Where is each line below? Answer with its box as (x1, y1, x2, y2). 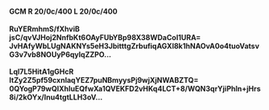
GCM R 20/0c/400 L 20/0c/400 (9, 6, 118, 16)
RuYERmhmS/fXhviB (9, 24, 80, 34)
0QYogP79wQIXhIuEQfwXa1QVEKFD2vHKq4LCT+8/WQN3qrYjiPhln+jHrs (9, 84, 261, 94)
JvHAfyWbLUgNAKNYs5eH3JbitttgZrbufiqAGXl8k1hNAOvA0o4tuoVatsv (9, 41, 260, 51)
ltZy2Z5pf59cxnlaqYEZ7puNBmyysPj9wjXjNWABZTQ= (9, 75, 199, 85)
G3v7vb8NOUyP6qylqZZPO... (9, 50, 112, 59)
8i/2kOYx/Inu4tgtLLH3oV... (9, 92, 103, 102)
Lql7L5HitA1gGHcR (9, 67, 74, 76)
